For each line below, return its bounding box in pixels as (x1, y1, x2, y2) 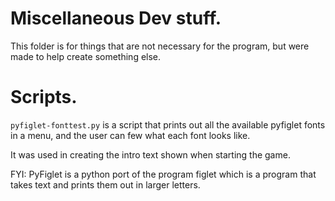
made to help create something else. (10, 50, 162, 62)
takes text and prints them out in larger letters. (10, 178, 201, 191)
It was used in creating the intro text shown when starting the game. (10, 148, 291, 161)
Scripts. (10, 86, 78, 109)
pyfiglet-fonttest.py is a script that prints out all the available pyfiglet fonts (10, 118, 326, 131)
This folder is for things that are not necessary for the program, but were (10, 40, 310, 52)
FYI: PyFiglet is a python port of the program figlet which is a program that (10, 168, 317, 180)
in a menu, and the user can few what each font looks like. (10, 129, 251, 141)
